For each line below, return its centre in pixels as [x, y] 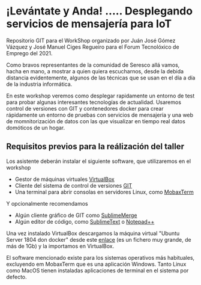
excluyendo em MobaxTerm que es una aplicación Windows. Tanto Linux [96, 264]
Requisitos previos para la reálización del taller [95, 146]
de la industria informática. [39, 84]
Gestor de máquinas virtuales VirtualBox [65, 179]
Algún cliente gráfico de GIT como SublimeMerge [76, 215]
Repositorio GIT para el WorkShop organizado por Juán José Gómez [91, 40]
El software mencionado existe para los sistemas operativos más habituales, [100, 257]
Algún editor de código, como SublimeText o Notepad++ [85, 221]
